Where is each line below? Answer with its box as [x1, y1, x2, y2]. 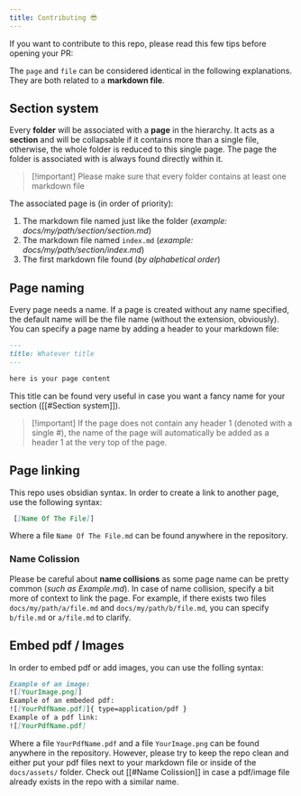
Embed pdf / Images [9, 638, 124, 653]
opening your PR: [9, 47, 74, 59]
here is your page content [9, 374, 111, 383]
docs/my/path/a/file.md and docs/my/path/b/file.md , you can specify [9, 602, 269, 613]
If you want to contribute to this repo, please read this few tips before [9, 38, 267, 49]
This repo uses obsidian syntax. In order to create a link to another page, [9, 487, 279, 498]
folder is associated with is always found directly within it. [9, 154, 223, 164]
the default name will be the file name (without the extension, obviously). [9, 314, 279, 325]
